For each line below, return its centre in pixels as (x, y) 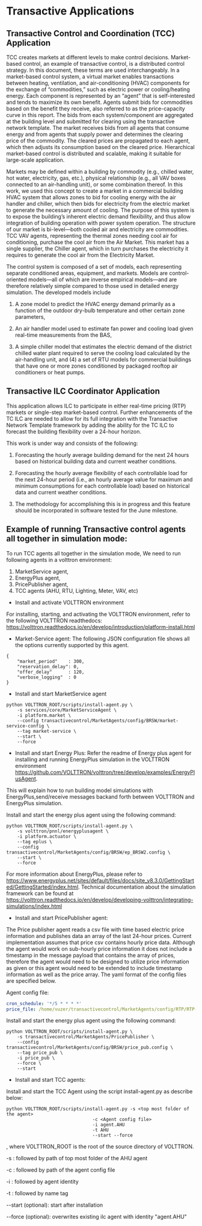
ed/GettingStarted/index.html (42, 887)
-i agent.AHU (109, 1125)
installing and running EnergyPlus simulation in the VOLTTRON (92, 759)
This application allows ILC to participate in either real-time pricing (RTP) (96, 406)
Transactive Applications (70, 11)
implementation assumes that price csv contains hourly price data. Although (101, 942)
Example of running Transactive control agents (96, 529)
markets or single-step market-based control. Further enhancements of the (99, 412)
